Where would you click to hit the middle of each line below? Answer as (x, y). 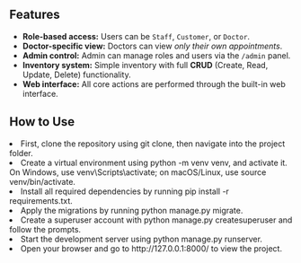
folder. (21, 153)
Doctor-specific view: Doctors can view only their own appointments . (152, 46)
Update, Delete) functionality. (77, 75)
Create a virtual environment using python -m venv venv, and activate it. (154, 162)
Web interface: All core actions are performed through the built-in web (154, 83)
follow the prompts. (45, 229)
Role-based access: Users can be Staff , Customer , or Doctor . (136, 36)
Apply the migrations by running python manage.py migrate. (132, 210)
